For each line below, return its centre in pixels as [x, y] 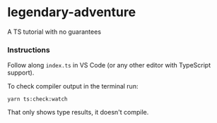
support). [21, 73]
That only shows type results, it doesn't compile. [78, 112]
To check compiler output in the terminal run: [73, 86]
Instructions [29, 50]
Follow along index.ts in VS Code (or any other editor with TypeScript [109, 65]
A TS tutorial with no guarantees [54, 32]
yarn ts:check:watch [38, 99]
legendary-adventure [72, 12]
